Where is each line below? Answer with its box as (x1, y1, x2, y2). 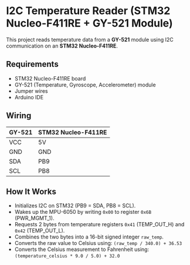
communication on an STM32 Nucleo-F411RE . (6, 42, 118, 49)
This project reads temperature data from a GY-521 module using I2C (6, 36, 174, 43)
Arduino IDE (14, 93, 44, 100)
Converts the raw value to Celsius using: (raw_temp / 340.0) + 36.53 (14, 240, 182, 247)
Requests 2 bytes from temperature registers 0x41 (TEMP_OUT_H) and (14, 221, 185, 228)
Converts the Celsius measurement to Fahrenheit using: (14, 246, 150, 253)
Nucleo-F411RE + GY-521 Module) (6, 16, 173, 30)
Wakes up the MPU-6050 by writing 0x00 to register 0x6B (14, 209, 151, 216)
